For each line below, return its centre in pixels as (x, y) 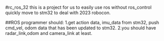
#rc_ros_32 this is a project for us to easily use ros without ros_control (78, 7)
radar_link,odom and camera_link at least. (49, 33)
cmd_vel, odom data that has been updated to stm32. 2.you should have (81, 28)
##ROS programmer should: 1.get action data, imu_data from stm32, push (82, 23)
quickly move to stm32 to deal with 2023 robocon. (58, 13)
